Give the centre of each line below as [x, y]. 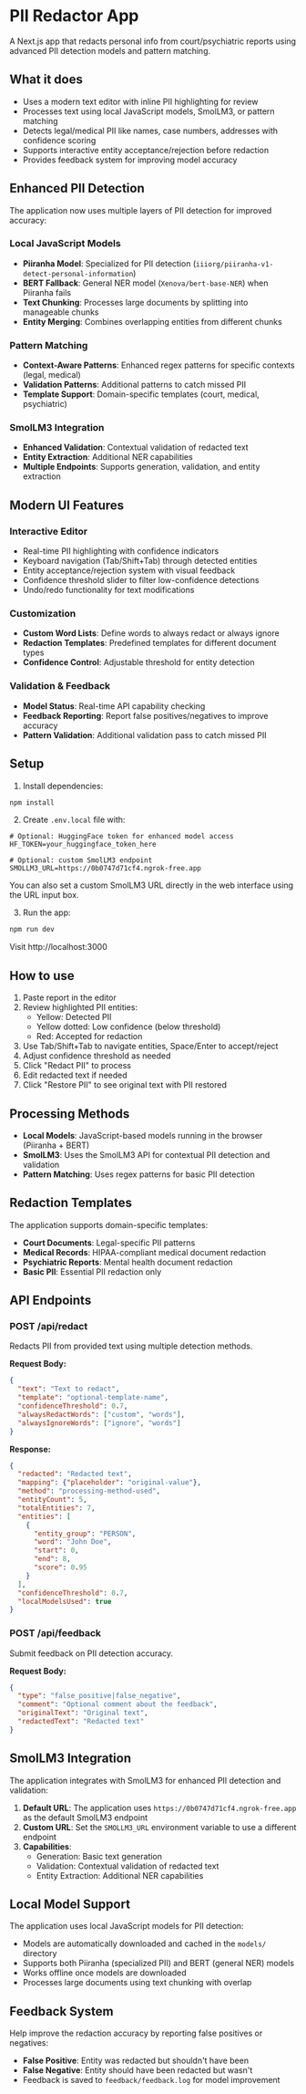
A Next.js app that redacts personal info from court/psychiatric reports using [153, 41]
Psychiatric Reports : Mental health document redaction [128, 1262]
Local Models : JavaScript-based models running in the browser [143, 1135]
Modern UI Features [67, 505]
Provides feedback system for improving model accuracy [130, 160]
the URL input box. [44, 895]
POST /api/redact [49, 1327]
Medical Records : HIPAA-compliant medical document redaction [144, 1252]
